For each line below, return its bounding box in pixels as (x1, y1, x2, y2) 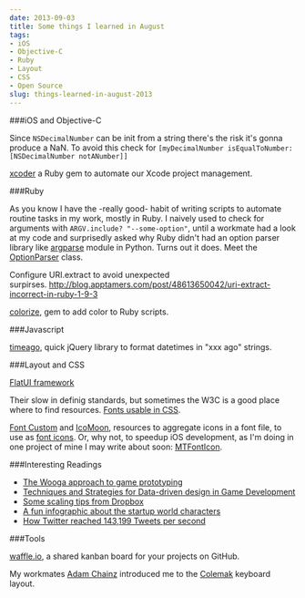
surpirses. (9, 279, 47, 290)
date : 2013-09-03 (9, 13, 76, 23)
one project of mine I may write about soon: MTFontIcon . (9, 441, 223, 452)
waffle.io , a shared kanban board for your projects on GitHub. (9, 551, 240, 562)
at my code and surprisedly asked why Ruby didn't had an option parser (9, 232, 280, 242)
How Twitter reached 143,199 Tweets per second (22, 515, 207, 526)
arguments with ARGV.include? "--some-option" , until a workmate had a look (9, 222, 296, 233)
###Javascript (9, 324, 65, 335)
